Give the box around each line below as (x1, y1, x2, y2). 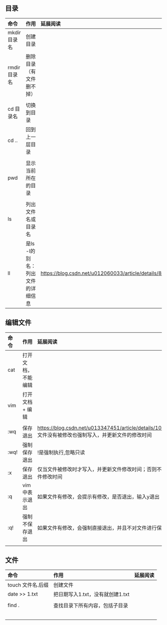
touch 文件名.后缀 (7, 582, 49, 589)
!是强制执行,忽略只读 (37, 449, 85, 456)
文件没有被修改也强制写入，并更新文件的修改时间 (37, 431, 152, 438)
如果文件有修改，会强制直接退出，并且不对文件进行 (37, 524, 157, 531)
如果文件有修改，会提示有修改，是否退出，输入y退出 (37, 493, 160, 500)
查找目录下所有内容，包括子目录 (53, 602, 128, 609)
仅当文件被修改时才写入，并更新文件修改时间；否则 (37, 465, 157, 472)
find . (7, 602, 20, 609)
